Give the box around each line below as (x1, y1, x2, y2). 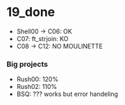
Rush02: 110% (16, 83, 58, 91)
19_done (6, 4, 56, 20)
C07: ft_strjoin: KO (16, 34, 69, 42)
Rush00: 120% (16, 75, 59, 83)
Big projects (6, 59, 48, 69)
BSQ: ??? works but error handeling (16, 90, 119, 98)
